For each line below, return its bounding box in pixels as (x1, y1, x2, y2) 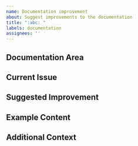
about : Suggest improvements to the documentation (6, 14, 133, 20)
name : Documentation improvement (6, 8, 88, 15)
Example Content (6, 112, 70, 122)
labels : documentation (6, 25, 62, 31)
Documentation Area (6, 52, 84, 62)
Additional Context (6, 132, 76, 142)
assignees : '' (6, 31, 41, 36)
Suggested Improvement (6, 92, 99, 102)
